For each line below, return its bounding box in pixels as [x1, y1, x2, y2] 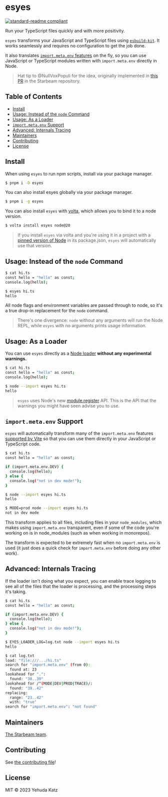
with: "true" [9, 700, 37, 705]
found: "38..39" [9, 677, 43, 682]
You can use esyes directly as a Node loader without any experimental [5, 350, 151, 356]
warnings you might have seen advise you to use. [17, 403, 120, 409]
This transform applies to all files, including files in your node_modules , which [5, 519, 162, 525]
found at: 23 [9, 667, 37, 672]
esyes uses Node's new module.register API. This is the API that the [17, 397, 156, 403]
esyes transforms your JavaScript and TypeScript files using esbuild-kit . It [5, 37, 160, 43]
